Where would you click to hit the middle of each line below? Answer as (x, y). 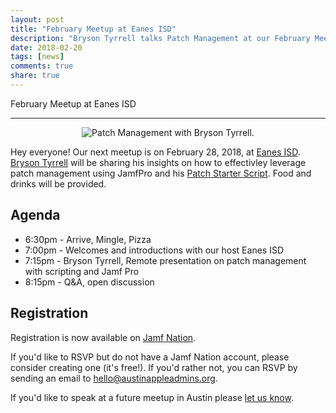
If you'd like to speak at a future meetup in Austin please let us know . (152, 397)
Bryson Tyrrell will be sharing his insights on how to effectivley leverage (158, 162)
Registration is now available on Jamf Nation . (103, 337)
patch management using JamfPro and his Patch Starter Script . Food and (161, 173)
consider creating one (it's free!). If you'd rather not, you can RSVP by (154, 367)
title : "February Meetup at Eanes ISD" (93, 29)
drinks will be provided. (58, 183)
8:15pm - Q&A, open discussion (89, 282)
